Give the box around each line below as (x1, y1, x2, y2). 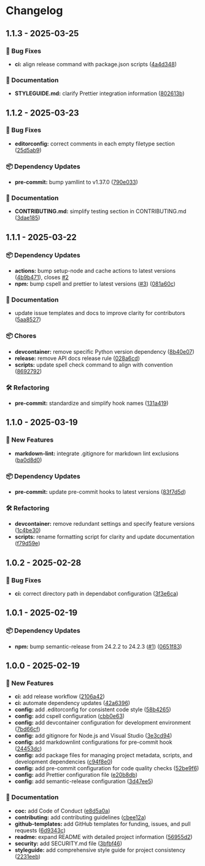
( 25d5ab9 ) (14, 146, 42, 154)
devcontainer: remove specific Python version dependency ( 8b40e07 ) (14, 348, 195, 355)
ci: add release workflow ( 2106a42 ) (14, 693, 105, 700)
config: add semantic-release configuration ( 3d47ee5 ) (14, 778, 153, 785)
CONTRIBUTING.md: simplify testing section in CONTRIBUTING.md (14, 208, 187, 215)
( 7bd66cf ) (14, 725, 41, 733)
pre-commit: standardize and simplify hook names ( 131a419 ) (14, 400, 169, 407)
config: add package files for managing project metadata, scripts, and (14, 752, 193, 759)
